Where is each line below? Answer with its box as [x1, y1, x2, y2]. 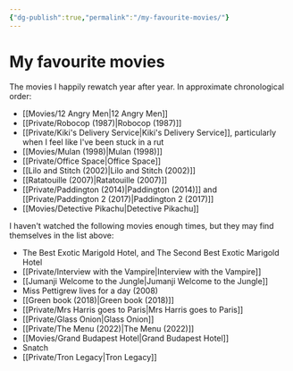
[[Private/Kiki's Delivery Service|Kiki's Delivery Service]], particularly [21, 127, 277, 138]
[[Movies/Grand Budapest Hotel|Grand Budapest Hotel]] [21, 333, 230, 343]
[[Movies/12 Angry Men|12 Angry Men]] [21, 108, 168, 119]
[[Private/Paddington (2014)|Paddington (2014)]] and [21, 184, 217, 195]
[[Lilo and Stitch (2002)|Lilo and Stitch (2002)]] [21, 164, 197, 175]
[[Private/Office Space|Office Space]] [21, 156, 162, 166]
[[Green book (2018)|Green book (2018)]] [21, 294, 174, 305]
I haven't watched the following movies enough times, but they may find [9, 220, 274, 231]
